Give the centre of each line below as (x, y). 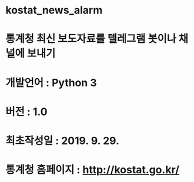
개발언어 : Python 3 (51, 82)
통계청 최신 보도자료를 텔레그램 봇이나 (91, 39)
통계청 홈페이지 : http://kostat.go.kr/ (93, 170)
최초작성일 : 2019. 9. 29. (63, 141)
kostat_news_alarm (54, 10)
